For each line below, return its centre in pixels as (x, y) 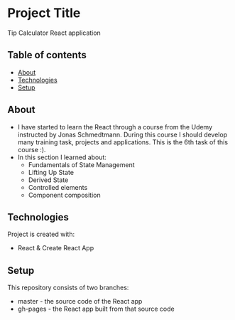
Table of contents (47, 55)
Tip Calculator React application (54, 33)
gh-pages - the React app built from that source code (96, 309)
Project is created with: (41, 234)
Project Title (44, 13)
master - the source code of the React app (80, 302)
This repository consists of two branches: (68, 288)
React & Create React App (56, 248)
